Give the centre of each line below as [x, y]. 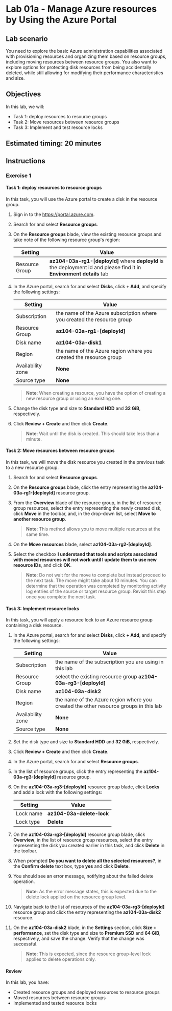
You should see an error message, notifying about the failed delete [83, 876]
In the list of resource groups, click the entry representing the [78, 771]
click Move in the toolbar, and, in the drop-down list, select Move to [84, 513]
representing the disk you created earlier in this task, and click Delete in [89, 846]
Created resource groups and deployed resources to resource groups [86, 992]
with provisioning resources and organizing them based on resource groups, [86, 56]
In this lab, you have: [28, 982]
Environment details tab [79, 273]
